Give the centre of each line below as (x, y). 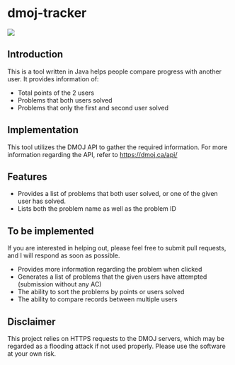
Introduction (35, 54)
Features (27, 176)
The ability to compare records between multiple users (98, 299)
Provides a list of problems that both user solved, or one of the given (117, 194)
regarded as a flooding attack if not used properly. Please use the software (117, 346)
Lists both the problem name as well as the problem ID (97, 209)
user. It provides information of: (53, 79)
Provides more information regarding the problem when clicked (110, 270)
